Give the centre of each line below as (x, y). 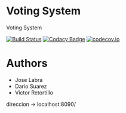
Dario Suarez (31, 86)
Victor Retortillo (34, 92)
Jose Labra (29, 80)
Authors (27, 63)
